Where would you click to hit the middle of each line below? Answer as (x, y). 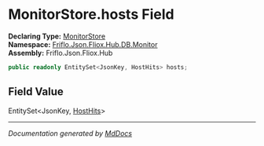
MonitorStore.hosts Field (91, 15)
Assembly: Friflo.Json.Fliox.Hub (60, 53)
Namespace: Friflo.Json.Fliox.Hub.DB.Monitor (83, 44)
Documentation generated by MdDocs (70, 133)
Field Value (36, 92)
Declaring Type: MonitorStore (57, 36)
